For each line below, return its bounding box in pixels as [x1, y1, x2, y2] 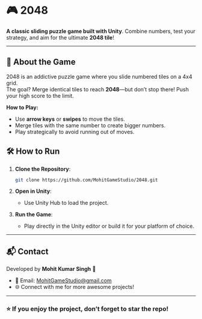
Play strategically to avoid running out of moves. [14, 128, 135, 135]
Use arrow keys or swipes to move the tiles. [14, 115, 125, 123]
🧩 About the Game [6, 57, 76, 67]
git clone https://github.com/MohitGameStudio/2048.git [14, 177, 158, 183]
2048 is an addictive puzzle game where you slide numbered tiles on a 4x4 [6, 73, 192, 80]
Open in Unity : [14, 187, 52, 195]
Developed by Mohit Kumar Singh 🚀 [6, 266, 96, 273]
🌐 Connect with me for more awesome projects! [14, 284, 134, 291]
